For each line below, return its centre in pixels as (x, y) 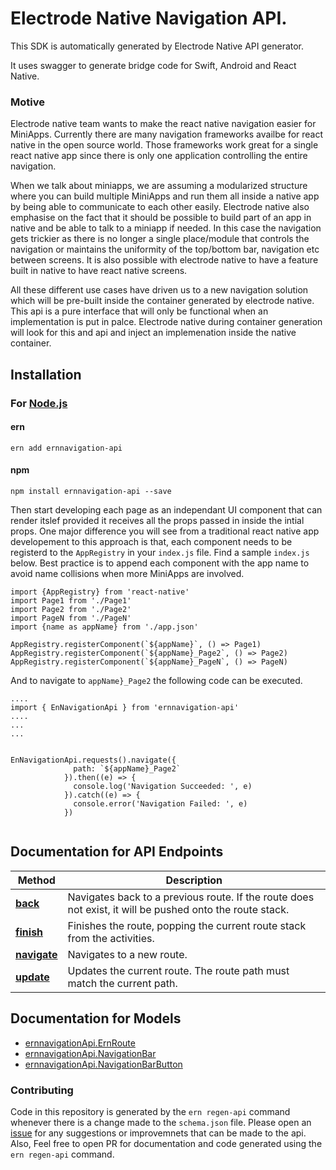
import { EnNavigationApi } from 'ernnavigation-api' (125, 707)
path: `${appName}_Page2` (127, 768)
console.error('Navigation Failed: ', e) (160, 803)
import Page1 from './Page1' (71, 600)
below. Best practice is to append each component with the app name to (160, 563)
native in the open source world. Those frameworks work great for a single (164, 145)
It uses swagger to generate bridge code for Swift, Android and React (153, 65)
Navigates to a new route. (127, 954)
